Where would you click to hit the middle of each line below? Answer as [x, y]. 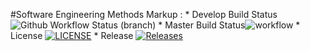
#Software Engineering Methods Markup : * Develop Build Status [144, 14]
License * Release [72, 35]
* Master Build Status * [229, 25]
